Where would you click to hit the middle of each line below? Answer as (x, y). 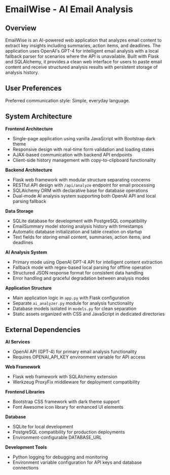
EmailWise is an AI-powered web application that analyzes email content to (83, 40)
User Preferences (33, 88)
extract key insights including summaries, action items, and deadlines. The (83, 46)
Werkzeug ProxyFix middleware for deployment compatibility (76, 382)
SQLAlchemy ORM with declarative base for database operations (80, 190)
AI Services (18, 342)
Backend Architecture (29, 170)
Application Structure (29, 288)
